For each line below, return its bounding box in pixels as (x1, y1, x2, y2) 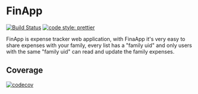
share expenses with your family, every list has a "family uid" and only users (6, 42, 193, 49)
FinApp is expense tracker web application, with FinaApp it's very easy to (6, 35, 186, 42)
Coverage (6, 65, 43, 76)
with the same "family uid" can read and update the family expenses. (6, 48, 175, 55)
